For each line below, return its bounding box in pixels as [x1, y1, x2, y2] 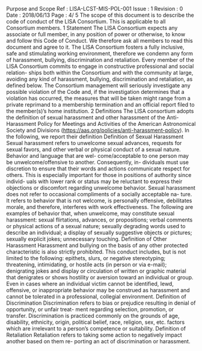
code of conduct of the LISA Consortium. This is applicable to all [6, 18, 166, 25]
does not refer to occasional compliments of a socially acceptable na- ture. [6, 191, 192, 197]
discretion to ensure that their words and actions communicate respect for [6, 165, 191, 172]
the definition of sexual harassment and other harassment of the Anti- [6, 114, 179, 121]
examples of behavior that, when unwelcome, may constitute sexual [6, 210, 175, 217]
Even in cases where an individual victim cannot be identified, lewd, [6, 280, 174, 287]
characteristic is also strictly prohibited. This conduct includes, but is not [6, 248, 186, 255]
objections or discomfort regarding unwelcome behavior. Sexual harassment [6, 184, 195, 191]
